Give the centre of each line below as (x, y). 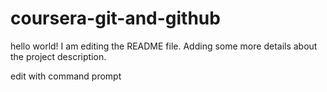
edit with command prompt (66, 76)
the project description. (58, 56)
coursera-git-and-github (115, 18)
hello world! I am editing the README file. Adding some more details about (164, 46)
